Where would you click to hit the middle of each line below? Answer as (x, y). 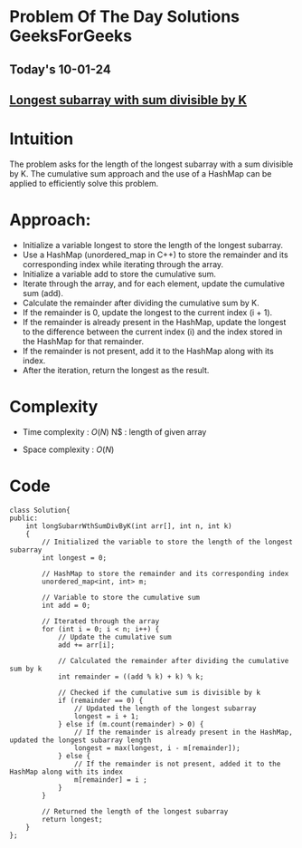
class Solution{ (40, 510)
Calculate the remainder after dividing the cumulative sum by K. (141, 303)
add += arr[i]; (86, 645)
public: (24, 518)
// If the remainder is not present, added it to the (177, 764)
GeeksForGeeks (71, 36)
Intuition (42, 139)
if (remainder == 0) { (100, 700)
